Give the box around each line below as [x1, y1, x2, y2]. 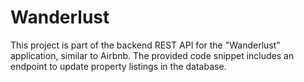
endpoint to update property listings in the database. [10, 60, 227, 72]
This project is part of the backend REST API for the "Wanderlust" [10, 39, 281, 51]
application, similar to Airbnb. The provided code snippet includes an [10, 49, 295, 61]
